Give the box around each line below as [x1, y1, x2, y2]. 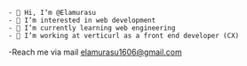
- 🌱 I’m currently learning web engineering [8, 24, 176, 33]
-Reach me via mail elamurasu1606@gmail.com [8, 47, 183, 57]
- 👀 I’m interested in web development [8, 16, 156, 25]
